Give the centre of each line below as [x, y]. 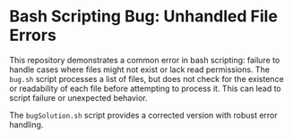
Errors [33, 35]
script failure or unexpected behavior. [78, 98]
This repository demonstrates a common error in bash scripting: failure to [145, 60]
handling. [26, 124]
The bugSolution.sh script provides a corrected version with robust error [143, 115]
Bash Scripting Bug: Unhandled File [143, 16]
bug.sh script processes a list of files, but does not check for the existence [146, 78]
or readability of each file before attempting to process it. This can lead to [146, 88]
